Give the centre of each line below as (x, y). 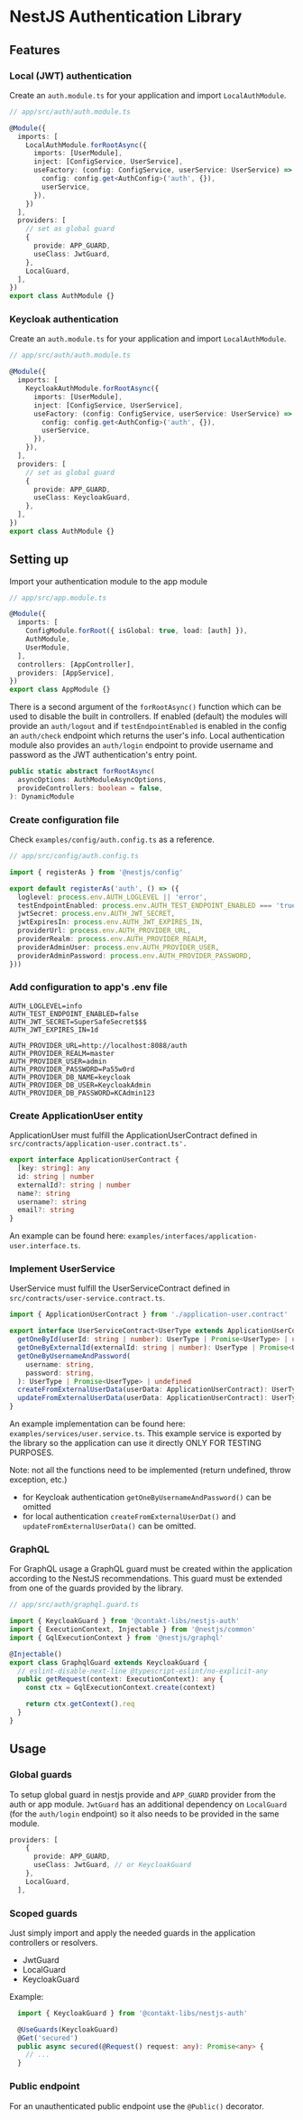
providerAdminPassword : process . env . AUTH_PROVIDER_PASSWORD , (135, 956)
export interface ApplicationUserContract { (94, 1160)
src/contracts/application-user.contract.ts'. (98, 1144)
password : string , (60, 1373)
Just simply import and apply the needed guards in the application (133, 1933)
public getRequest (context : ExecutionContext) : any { (120, 1679)
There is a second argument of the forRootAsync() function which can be (146, 707)
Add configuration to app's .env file (89, 987)
